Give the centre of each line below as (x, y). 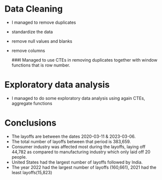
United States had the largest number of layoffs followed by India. (77, 162)
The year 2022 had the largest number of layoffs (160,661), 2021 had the (84, 167)
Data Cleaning (34, 9)
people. (19, 157)
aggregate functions (32, 103)
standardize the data (32, 32)
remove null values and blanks (42, 41)
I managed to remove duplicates (44, 22)
